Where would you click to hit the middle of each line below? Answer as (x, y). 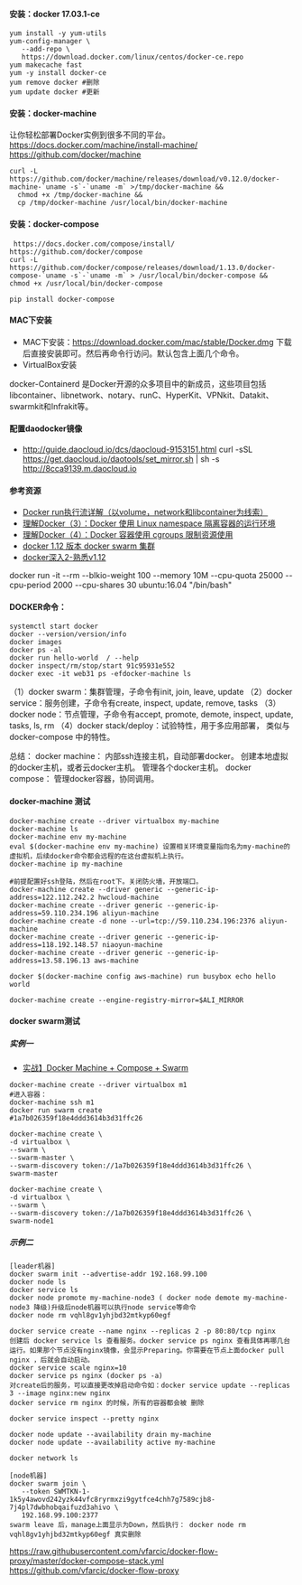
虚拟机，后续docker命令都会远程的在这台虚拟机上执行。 (99, 856)
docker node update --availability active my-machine (113, 1443)
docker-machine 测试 (50, 802)
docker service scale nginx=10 (68, 1368)
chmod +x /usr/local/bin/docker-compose (87, 283)
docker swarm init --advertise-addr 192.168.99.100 (108, 1274)
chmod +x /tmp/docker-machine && (80, 195)
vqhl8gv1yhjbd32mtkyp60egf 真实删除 (75, 1535)
